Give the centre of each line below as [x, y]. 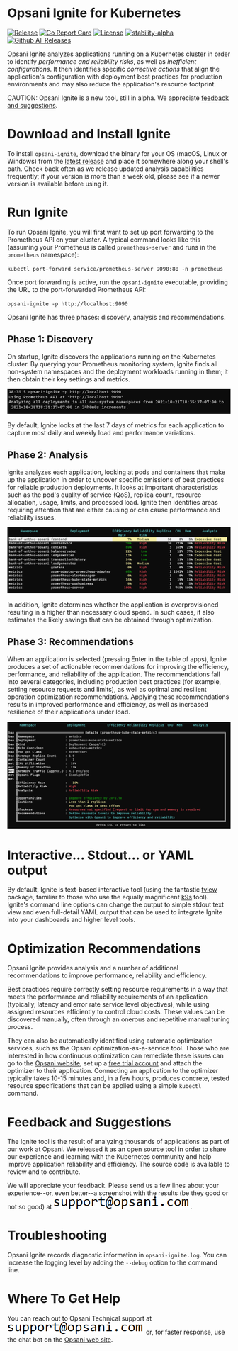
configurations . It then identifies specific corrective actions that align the [113, 69]
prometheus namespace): [43, 254]
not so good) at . [100, 1207]
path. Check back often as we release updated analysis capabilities [106, 169]
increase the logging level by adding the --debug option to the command [113, 1262]
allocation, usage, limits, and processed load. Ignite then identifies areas [113, 502]
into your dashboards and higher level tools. [72, 920]
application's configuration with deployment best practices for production [115, 77]
